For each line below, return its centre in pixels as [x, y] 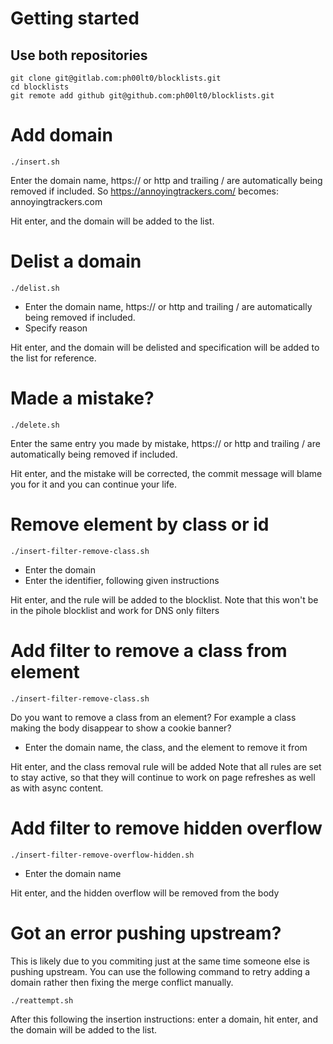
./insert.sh [35, 162]
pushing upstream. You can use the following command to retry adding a [160, 971]
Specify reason [56, 328]
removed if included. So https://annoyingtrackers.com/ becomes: [145, 191]
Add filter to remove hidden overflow [166, 828]
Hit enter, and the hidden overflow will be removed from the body [145, 893]
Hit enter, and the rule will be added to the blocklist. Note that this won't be [164, 599]
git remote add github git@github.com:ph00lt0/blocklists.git [142, 96]
